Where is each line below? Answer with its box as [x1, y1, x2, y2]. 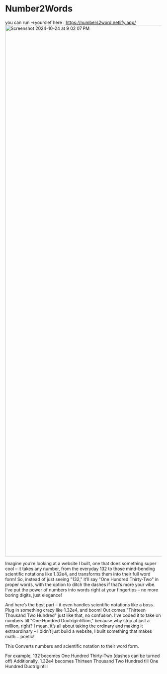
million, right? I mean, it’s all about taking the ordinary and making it [5, 623, 143, 629]
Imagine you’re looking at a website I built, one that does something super [5, 560, 157, 566]
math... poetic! [5, 633, 35, 639]
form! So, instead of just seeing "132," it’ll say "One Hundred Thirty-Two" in [5, 576, 159, 582]
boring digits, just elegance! [5, 592, 62, 598]
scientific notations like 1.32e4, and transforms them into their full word [5, 571, 151, 577]
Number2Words [5, 3, 73, 14]
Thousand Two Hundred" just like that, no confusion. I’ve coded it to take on [5, 612, 161, 618]
